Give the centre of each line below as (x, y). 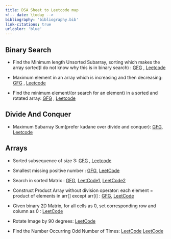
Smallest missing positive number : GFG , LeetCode (66, 170)
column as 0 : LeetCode (38, 211)
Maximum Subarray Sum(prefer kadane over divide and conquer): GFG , (88, 126)
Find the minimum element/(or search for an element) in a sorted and (85, 93)
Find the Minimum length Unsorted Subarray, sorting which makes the (86, 62)
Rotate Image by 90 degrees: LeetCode (54, 221)
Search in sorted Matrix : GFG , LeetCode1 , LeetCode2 (69, 180)
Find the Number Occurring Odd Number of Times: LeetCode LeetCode (88, 231)
